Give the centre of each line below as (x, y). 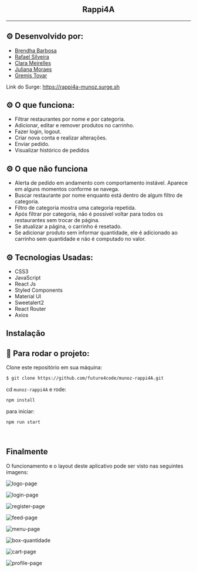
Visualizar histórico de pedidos (52, 150)
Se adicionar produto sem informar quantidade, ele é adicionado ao (96, 233)
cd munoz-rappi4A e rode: (36, 390)
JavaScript (28, 278)
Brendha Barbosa (35, 50)
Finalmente (27, 452)
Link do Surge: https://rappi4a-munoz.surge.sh (63, 87)
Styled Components (39, 290)
